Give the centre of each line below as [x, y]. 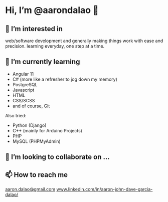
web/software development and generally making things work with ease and [84, 41]
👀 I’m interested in [34, 29]
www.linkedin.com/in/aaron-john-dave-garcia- [105, 189]
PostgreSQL [25, 84]
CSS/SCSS [24, 100]
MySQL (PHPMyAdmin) [37, 141]
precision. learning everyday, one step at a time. [55, 46]
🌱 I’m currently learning [43, 62]
